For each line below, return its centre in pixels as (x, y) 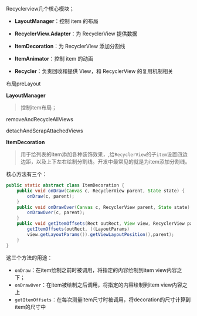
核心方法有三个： (27, 174)
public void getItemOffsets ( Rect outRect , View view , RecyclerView (101, 224)
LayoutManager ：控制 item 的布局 (56, 21)
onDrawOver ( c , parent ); (56, 213)
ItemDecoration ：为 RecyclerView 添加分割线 (70, 46)
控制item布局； (39, 107)
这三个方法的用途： (29, 257)
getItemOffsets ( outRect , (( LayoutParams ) (79, 229)
